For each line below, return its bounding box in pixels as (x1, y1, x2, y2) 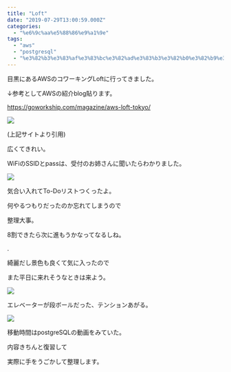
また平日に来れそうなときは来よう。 (7, 273, 110, 281)
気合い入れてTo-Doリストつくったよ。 (7, 186, 115, 195)
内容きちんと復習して (7, 342, 67, 351)
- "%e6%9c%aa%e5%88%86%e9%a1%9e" (13, 29, 109, 36)
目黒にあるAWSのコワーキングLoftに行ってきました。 (7, 74, 158, 83)
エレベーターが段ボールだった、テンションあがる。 (7, 300, 152, 309)
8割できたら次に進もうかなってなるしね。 (7, 230, 125, 239)
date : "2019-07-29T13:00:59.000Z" (7, 17, 107, 23)
